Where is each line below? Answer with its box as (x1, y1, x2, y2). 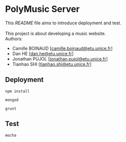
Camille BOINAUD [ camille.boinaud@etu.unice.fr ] (12, 45, 113, 51)
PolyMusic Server (5, 3, 80, 15)
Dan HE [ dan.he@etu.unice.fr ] (12, 51, 74, 57)
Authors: (5, 36, 23, 42)
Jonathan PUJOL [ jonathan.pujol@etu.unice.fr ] (12, 56, 108, 62)
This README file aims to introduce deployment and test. (5, 20, 122, 26)
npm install (5, 88, 30, 94)
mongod (5, 97, 19, 102)
